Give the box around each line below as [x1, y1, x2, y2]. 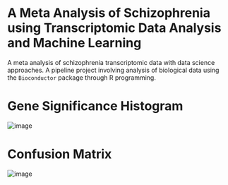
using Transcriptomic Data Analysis [7, 20, 222, 36]
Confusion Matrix [7, 146, 112, 162]
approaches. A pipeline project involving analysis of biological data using [7, 66, 220, 74]
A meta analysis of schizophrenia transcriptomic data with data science [7, 58, 215, 66]
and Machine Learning [7, 35, 142, 51]
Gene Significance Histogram [7, 98, 184, 114]
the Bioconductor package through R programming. [7, 73, 157, 82]
